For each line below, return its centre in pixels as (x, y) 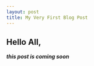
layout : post (23, 12)
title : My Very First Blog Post (47, 18)
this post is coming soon (38, 57)
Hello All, (24, 42)
